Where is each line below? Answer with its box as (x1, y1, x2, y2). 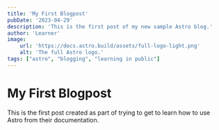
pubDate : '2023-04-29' (7, 17, 73, 24)
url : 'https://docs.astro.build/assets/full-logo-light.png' (19, 42, 200, 49)
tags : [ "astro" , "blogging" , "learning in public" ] (7, 56, 160, 63)
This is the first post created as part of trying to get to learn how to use (7, 108, 211, 117)
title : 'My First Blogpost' (7, 10, 89, 17)
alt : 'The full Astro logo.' (19, 49, 104, 56)
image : (7, 36, 26, 43)
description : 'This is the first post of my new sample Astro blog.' (7, 23, 213, 30)
